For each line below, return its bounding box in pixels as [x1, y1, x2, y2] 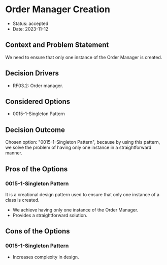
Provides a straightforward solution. [12, 212, 88, 218]
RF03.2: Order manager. [12, 83, 63, 89]
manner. [5, 150, 23, 156]
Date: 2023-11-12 [12, 25, 49, 32]
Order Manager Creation [5, 4, 111, 15]
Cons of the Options [5, 227, 70, 235]
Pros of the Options [5, 165, 68, 173]
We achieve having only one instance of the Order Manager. [12, 206, 139, 213]
